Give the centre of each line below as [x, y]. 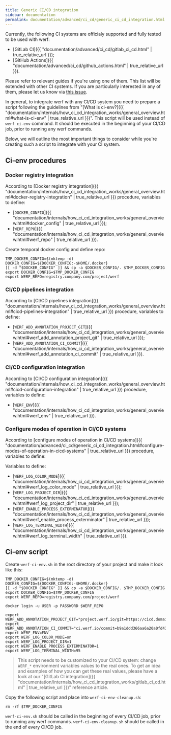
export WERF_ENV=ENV [27, 633]
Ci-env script [27, 552]
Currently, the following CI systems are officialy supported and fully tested [83, 34]
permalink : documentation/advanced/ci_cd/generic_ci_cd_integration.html [85, 19]
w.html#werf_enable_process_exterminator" [59, 519]
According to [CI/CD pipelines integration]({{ [52, 301]
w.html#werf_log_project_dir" [43, 503]
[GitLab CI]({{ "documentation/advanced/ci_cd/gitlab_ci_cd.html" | [82, 50]
